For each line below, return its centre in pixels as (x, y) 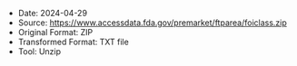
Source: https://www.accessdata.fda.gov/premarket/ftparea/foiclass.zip (153, 23)
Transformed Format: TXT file (73, 42)
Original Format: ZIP (55, 32)
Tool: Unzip (40, 52)
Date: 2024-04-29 (53, 13)
